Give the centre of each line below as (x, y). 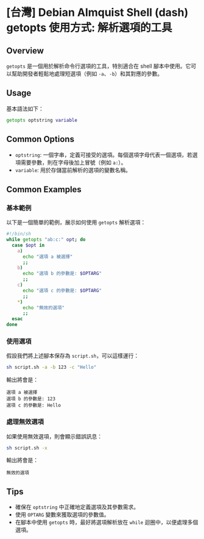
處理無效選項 (25, 422)
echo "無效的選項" (44, 308)
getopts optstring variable (42, 120)
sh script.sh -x (27, 448)
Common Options (40, 139)
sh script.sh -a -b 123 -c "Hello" (51, 367)
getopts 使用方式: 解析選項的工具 (89, 28)
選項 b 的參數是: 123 (31, 399)
